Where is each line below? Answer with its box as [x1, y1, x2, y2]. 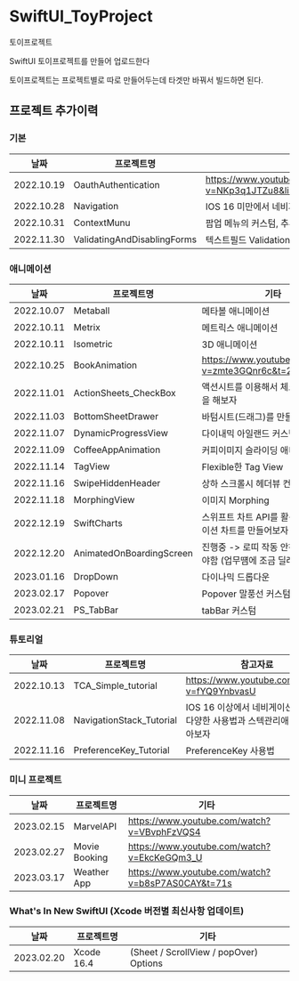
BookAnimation [73, 359, 138, 371]
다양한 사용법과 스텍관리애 [185, 715, 289, 727]
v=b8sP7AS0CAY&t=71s [127, 877, 233, 889]
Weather [73, 865, 109, 878]
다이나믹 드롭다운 [201, 571, 271, 583]
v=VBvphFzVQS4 [127, 825, 201, 838]
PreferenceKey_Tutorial [73, 744, 171, 757]
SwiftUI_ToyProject [9, 6, 153, 27]
